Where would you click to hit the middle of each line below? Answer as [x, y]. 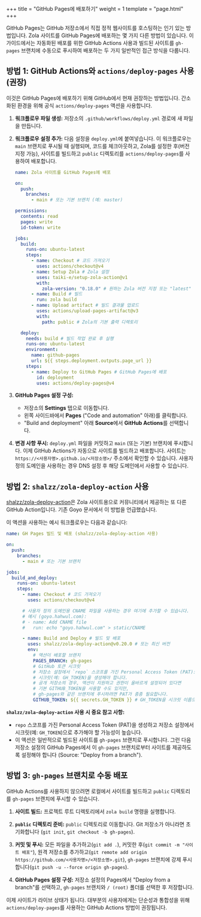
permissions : [31, 211]
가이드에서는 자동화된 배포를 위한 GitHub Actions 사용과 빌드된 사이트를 [90, 43]
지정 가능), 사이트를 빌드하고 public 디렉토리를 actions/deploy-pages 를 [99, 153]
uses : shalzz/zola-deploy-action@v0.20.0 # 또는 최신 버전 [99, 644]
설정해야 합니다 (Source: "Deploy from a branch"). [82, 754]
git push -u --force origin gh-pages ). [80, 867]
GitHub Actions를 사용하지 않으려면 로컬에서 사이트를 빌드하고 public [88, 791]
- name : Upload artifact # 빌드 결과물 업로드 [85, 305]
